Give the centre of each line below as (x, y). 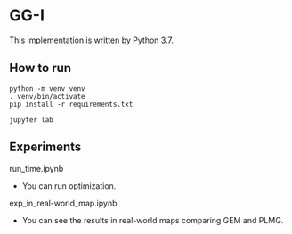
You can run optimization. (69, 186)
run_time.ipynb (36, 168)
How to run (41, 68)
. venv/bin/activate (48, 96)
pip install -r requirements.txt (71, 104)
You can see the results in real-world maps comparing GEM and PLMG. (153, 220)
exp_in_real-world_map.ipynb (63, 203)
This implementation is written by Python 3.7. (91, 40)
